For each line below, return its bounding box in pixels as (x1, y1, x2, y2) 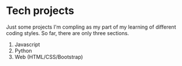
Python (14, 47, 32, 54)
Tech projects (6, 4, 74, 18)
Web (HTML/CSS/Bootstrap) (14, 53, 83, 60)
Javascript (14, 41, 40, 48)
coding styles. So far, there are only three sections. (6, 29, 129, 36)
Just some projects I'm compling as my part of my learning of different (6, 23, 177, 30)
